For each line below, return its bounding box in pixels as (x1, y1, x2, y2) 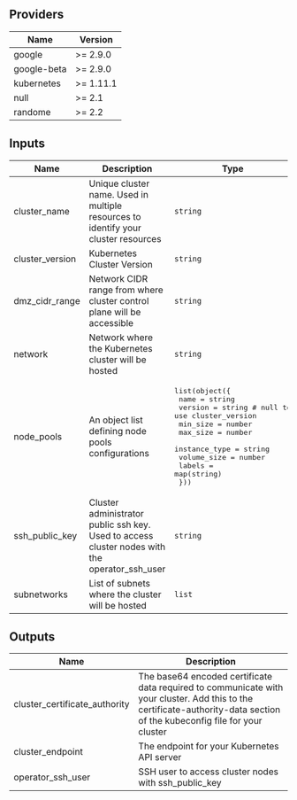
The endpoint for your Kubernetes (138, 740, 279, 752)
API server (138, 751, 182, 764)
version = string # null (178, 402, 278, 412)
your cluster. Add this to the (138, 693, 254, 705)
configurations (88, 447, 150, 459)
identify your (88, 221, 141, 234)
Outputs (9, 629, 56, 645)
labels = (178, 461, 214, 470)
